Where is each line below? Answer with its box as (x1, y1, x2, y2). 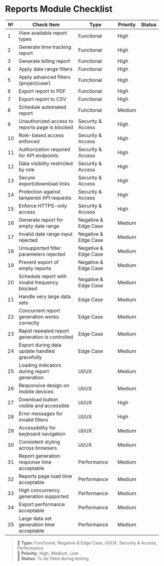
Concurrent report (19, 307, 61, 314)
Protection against (19, 188, 61, 195)
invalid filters (19, 416, 48, 423)
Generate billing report (19, 57, 71, 64)
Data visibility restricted (19, 160, 73, 167)
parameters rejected (19, 251, 65, 257)
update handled (19, 347, 55, 354)
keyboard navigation (19, 430, 66, 437)
